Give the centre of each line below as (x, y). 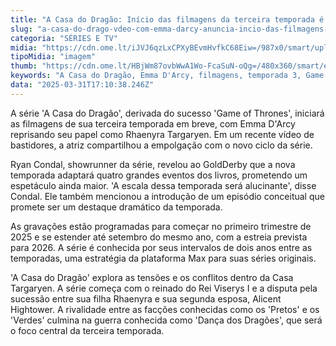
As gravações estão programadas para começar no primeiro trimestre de (161, 226)
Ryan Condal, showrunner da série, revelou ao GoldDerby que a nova (153, 164)
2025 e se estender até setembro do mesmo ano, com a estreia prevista (159, 237)
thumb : (24, 66)
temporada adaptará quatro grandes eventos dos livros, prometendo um (159, 175)
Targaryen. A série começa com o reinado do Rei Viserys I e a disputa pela (164, 288)
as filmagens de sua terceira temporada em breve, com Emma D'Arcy (153, 123)
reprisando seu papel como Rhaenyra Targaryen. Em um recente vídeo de (162, 134)
